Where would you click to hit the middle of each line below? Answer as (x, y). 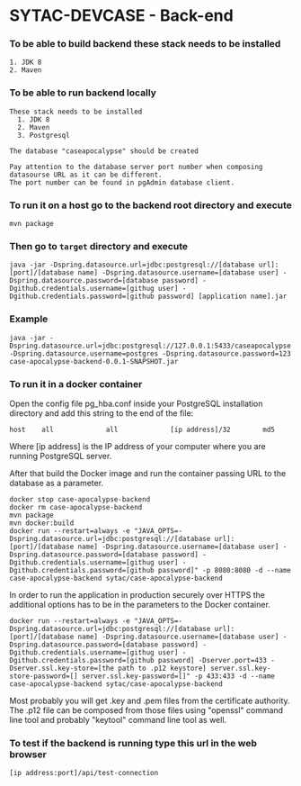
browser (28, 754)
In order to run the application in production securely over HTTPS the (137, 594)
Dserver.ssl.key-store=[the (62, 668)
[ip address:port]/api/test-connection (84, 773)
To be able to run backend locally (83, 93)
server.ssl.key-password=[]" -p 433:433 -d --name (178, 676)
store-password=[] (44, 676)
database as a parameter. (57, 483)
